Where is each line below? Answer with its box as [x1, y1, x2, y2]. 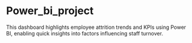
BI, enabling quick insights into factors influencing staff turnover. [6, 29, 164, 37]
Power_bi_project [6, 4, 94, 18]
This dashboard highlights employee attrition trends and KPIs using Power [6, 24, 186, 31]
